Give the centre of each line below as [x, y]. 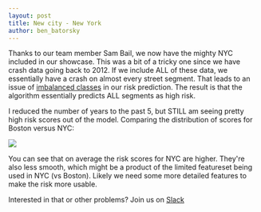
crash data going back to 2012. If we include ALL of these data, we [118, 70]
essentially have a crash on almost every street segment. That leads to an [129, 79]
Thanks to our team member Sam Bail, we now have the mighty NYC [121, 54]
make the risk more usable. [53, 184]
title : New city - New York [55, 23]
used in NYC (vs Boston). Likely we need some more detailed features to [128, 176]
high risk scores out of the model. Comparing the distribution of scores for [130, 120]
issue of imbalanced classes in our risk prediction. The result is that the [126, 87]
